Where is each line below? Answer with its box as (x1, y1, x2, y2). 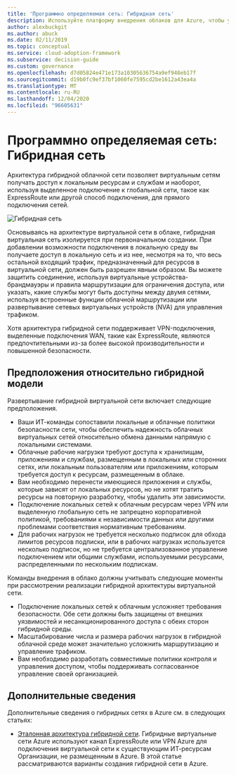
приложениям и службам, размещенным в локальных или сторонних (17, 455, 227, 464)
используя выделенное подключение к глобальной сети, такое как (7, 185, 209, 194)
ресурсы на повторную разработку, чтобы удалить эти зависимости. (17, 492, 226, 501)
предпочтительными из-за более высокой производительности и (7, 339, 205, 347)
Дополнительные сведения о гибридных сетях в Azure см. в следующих (7, 709, 226, 717)
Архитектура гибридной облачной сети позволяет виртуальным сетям (7, 170, 221, 179)
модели (7, 378, 44, 390)
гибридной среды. (17, 624, 73, 633)
